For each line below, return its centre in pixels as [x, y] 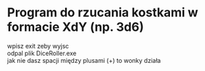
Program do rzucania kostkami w [103, 13]
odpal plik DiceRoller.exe [42, 53]
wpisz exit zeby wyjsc [38, 46]
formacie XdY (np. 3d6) [75, 27]
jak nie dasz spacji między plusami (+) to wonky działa [84, 60]
